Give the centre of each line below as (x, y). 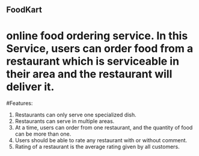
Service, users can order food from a (100, 48)
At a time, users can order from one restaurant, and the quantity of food (104, 128)
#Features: (20, 103)
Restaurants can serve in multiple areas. (65, 121)
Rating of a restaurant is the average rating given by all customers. (97, 147)
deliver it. (30, 87)
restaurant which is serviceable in (93, 61)
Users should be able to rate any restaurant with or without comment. (101, 140)
